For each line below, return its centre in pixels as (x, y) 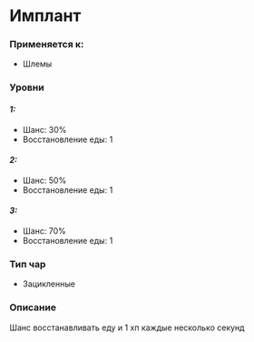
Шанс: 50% (44, 180)
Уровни (27, 87)
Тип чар (28, 264)
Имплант (45, 16)
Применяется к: (47, 45)
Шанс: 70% (44, 231)
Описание (33, 307)
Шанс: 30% (44, 129)
